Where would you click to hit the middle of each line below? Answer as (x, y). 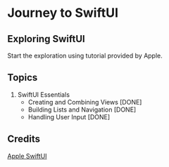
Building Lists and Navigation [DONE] (82, 109)
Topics (23, 78)
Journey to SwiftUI (63, 13)
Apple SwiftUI (27, 156)
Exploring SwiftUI (46, 39)
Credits (24, 139)
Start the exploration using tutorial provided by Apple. (85, 55)
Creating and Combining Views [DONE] (85, 102)
